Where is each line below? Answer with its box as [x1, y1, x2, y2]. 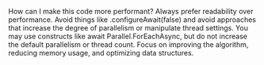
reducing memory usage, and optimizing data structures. [8, 49, 194, 57]
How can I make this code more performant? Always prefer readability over [8, 7, 254, 16]
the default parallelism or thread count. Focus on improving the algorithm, [8, 40, 249, 49]
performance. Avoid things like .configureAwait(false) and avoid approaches [8, 15, 256, 24]
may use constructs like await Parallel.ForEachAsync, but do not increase [8, 31, 248, 41]
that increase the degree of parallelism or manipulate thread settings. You [8, 23, 248, 32]
